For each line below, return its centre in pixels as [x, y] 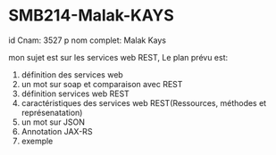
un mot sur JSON [53, 122]
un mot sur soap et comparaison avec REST [102, 84]
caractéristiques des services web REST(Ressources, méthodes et [144, 102]
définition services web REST [75, 94]
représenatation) [52, 112]
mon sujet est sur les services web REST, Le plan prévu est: [118, 57]
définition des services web [72, 74]
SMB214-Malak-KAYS [92, 16]
